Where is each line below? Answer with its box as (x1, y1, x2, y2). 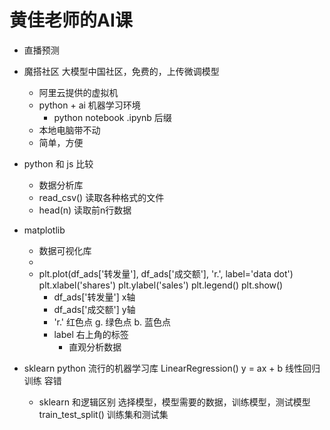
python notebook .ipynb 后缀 (53, 111, 172, 123)
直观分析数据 (68, 341, 122, 353)
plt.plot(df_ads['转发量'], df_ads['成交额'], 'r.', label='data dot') (38, 267, 294, 280)
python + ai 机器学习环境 (38, 99, 141, 111)
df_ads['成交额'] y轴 (53, 303, 136, 315)
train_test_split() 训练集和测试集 (38, 408, 169, 420)
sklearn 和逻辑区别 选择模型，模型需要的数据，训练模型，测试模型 (38, 396, 311, 408)
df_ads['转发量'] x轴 (53, 291, 136, 303)
